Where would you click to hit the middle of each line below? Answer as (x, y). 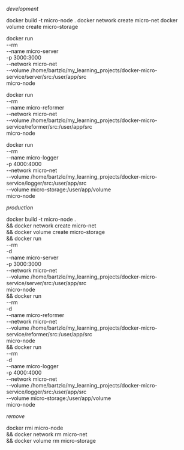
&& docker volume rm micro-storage (51, 441)
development (22, 9)
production (20, 208)
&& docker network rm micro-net (47, 434)
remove (16, 416)
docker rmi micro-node (35, 428)
